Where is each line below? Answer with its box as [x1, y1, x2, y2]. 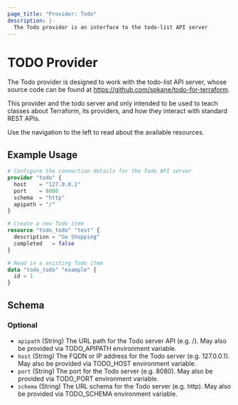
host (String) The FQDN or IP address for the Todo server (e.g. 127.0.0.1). [17, 352, 230, 360]
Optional [7, 320, 38, 330]
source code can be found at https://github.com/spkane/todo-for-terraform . [7, 85, 230, 94]
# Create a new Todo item [7, 220, 84, 228]
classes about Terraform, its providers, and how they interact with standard [7, 107, 228, 115]
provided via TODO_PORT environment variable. [17, 374, 159, 383]
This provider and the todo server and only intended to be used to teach [7, 99, 219, 107]
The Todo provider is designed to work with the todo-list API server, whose [7, 78, 227, 86]
